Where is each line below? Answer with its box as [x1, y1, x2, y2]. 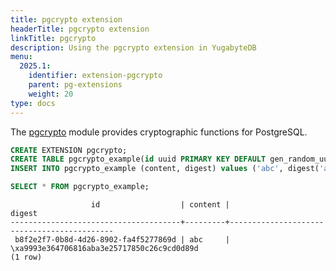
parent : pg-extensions [28, 80, 123, 90]
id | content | [90, 200, 230, 210]
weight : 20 [28, 89, 74, 99]
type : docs [10, 98, 56, 108]
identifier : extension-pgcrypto [28, 71, 163, 81]
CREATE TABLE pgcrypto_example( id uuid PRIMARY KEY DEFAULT [10, 154, 267, 165]
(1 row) [10, 252, 43, 262]
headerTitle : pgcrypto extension [10, 24, 150, 34]
